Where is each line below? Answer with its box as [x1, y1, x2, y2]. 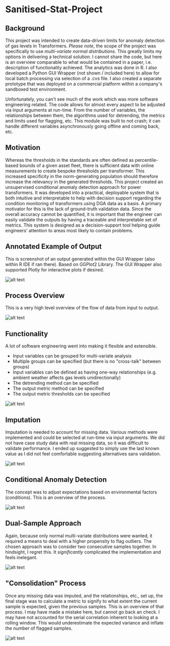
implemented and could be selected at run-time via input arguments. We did [5, 435, 165, 441]
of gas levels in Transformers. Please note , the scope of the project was [5, 43, 156, 49]
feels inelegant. [5, 554, 38, 560]
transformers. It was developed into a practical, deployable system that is [5, 189, 159, 195]
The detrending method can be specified [12, 380, 99, 386]
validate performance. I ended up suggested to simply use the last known [5, 445, 159, 452]
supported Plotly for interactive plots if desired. [5, 266, 104, 272]
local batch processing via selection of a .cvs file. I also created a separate [5, 76, 162, 81]
